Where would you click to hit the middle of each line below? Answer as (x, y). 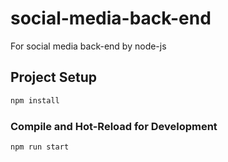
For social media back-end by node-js (88, 46)
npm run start (40, 147)
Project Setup (54, 77)
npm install (35, 100)
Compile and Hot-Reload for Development (114, 126)
